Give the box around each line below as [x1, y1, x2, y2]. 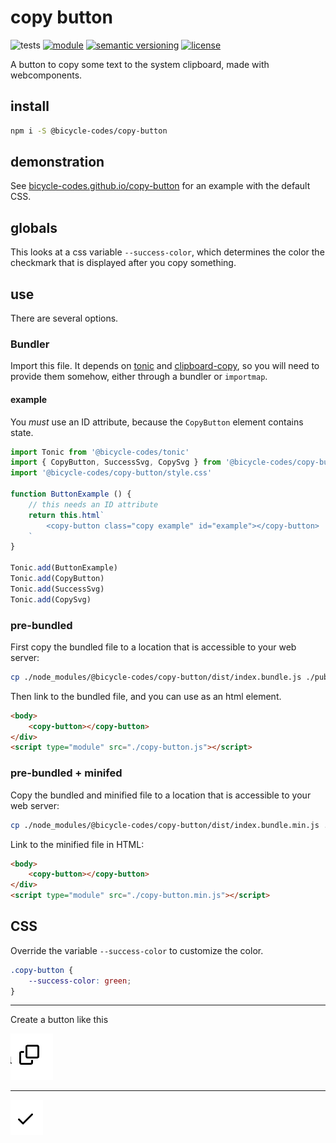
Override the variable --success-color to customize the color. [10, 944, 264, 956]
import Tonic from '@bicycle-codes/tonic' [10, 447, 190, 457]
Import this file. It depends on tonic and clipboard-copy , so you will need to [10, 360, 320, 372]
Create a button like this [10, 1014, 109, 1026]
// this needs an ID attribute [28, 499, 159, 510]
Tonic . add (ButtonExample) [10, 563, 118, 573]
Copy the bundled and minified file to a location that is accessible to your [10, 789, 312, 801]
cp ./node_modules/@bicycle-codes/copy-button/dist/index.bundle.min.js [10, 820, 320, 830]
